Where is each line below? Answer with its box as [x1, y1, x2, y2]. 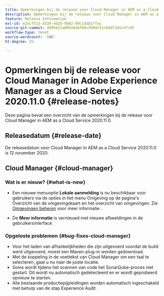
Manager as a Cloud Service [5, 85, 122, 96]
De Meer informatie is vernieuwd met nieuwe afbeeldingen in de [12, 215, 143, 221]
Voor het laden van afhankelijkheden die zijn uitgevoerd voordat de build [12, 243, 159, 249]
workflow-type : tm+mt [5, 30, 49, 35]
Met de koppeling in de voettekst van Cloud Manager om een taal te [12, 254, 149, 260]
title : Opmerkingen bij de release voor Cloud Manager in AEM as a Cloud [5, 7, 159, 12]
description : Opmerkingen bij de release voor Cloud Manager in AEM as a [5, 12, 159, 17]
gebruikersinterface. [12, 220, 54, 226]
